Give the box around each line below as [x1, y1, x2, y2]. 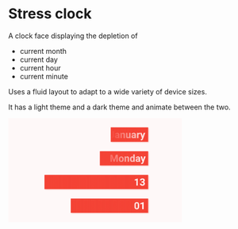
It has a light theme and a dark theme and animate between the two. [8, 102, 232, 112]
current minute [19, 71, 69, 81]
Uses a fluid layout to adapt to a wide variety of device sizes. [8, 86, 208, 96]
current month [19, 46, 67, 55]
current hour [19, 63, 61, 72]
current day [19, 55, 58, 64]
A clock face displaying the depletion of [8, 31, 138, 40]
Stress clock [8, 5, 92, 23]
